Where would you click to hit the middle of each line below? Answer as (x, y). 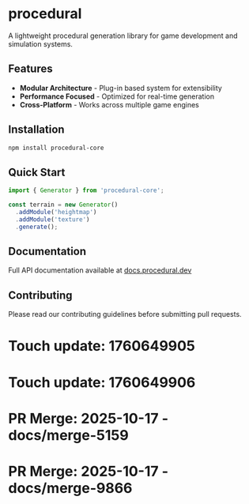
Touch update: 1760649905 (102, 346)
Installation (36, 130)
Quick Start (37, 172)
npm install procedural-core (56, 148)
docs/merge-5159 (68, 435)
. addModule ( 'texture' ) (53, 219)
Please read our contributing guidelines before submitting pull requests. (125, 314)
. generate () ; (37, 227)
